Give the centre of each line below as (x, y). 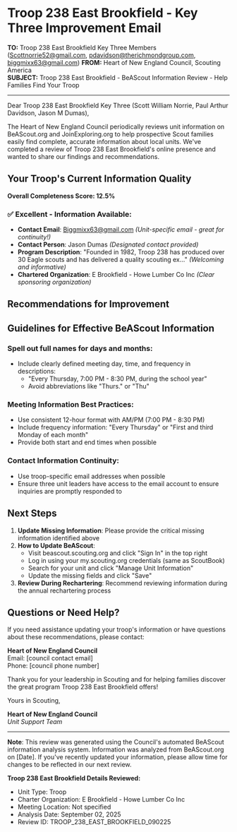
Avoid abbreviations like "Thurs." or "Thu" (89, 386)
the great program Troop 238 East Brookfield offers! (83, 687)
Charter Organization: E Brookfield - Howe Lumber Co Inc (101, 800)
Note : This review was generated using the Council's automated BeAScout (116, 742)
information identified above (59, 537)
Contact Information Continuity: (63, 460)
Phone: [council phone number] (54, 666)
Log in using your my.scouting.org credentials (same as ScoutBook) (127, 560)
